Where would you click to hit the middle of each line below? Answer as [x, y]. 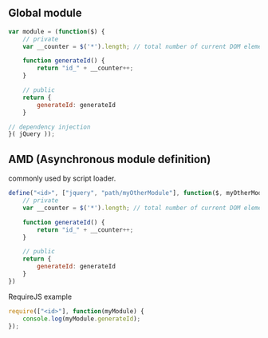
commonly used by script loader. [62, 178]
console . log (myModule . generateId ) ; [82, 319]
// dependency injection [49, 127]
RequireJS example [40, 296]
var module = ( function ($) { [57, 31]
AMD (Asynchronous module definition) [110, 159]
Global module [45, 13]
